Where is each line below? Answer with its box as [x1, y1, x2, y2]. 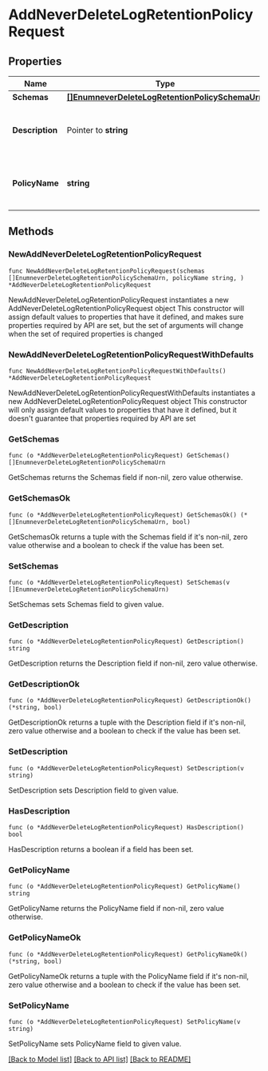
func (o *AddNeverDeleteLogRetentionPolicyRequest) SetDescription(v [8, 764, 245, 773]
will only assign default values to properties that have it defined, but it [8, 405, 237, 414]
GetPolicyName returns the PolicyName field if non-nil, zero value [8, 904, 225, 913]
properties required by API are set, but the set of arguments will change [8, 320, 244, 330]
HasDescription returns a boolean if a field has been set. [8, 845, 194, 854]
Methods [8, 225, 54, 238]
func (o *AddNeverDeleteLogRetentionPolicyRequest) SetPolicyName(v [8, 1017, 241, 1025]
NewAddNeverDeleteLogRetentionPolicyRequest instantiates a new [8, 294, 229, 305]
